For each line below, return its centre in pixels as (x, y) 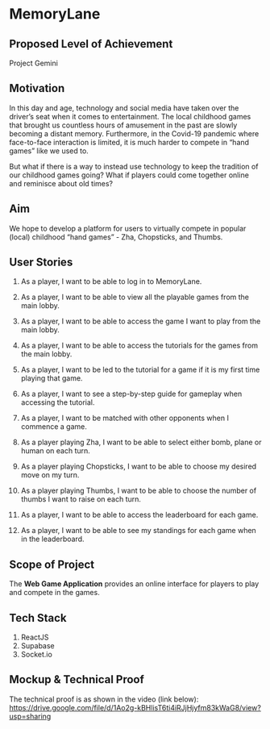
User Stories (41, 262)
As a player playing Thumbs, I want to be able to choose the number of (139, 491)
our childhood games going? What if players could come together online (129, 175)
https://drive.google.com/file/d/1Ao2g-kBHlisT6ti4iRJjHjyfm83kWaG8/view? (135, 707)
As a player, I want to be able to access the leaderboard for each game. (139, 515)
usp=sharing (30, 716)
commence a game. (54, 427)
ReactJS (35, 637)
